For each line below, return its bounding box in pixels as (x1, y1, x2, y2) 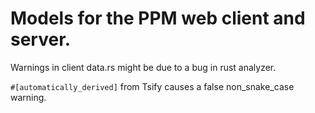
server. (10, 28, 72, 51)
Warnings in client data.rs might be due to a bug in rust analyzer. (10, 61, 277, 73)
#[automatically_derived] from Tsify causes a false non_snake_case (10, 80, 295, 92)
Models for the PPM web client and (10, 7, 306, 30)
